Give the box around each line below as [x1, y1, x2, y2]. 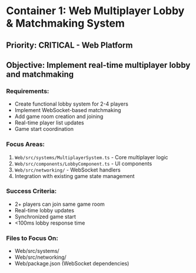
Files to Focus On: [6, 234, 59, 242]
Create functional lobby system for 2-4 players [14, 100, 128, 107]
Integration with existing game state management [14, 172, 135, 179]
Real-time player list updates [14, 119, 84, 126]
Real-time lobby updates [14, 206, 75, 213]
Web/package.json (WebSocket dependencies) [14, 260, 129, 267]
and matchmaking [6, 69, 74, 79]
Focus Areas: [6, 140, 45, 149]
